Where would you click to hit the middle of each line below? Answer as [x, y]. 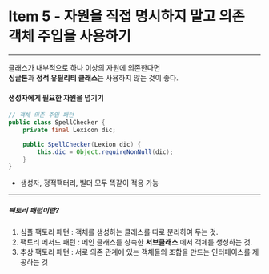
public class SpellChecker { [57, 123]
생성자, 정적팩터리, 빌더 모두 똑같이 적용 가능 [89, 183]
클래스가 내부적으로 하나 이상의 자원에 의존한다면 [84, 67]
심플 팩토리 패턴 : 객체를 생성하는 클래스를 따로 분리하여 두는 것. [119, 232]
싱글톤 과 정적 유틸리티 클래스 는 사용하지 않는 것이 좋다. [93, 78]
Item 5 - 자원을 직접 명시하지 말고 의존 [127, 16]
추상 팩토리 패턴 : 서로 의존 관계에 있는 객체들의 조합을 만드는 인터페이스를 [135, 252]
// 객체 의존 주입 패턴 [41, 115]
